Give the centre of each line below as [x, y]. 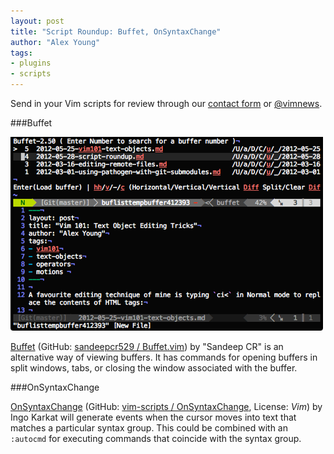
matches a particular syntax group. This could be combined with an [149, 428]
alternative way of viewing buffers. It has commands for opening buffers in [164, 357]
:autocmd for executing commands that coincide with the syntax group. [156, 438]
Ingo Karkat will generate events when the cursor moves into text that [153, 417]
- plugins [31, 63]
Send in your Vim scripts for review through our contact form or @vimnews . [166, 103]
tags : [21, 53]
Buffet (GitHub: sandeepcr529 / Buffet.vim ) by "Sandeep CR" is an [147, 346]
